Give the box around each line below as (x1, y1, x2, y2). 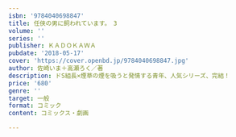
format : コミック (8, 102, 62, 110)
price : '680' (8, 79, 52, 87)
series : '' (8, 34, 45, 43)
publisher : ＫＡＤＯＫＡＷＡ (8, 42, 97, 50)
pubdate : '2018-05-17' (8, 49, 85, 57)
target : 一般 (8, 94, 50, 102)
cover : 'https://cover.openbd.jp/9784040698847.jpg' (8, 57, 189, 65)
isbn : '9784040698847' (8, 11, 85, 20)
